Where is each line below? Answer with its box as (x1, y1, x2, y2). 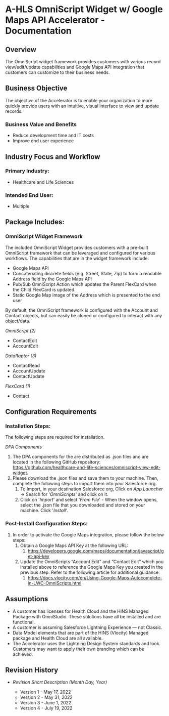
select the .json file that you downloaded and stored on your (20, 502, 145, 508)
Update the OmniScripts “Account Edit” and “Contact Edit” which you (20, 558, 164, 565)
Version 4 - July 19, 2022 (20, 705, 73, 711)
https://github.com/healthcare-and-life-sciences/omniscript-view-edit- (12, 465, 161, 471)
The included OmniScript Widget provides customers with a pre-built (5, 244, 149, 250)
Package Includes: (5, 218, 65, 226)
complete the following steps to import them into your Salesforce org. (12, 481, 157, 487)
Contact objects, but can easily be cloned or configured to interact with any (5, 312, 162, 318)
